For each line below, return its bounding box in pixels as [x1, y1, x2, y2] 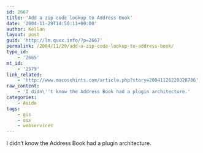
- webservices [17, 123, 53, 129]
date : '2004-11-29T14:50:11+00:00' [6, 20, 98, 26]
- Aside [17, 100, 37, 106]
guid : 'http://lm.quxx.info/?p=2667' [6, 37, 103, 43]
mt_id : [6, 60, 23, 66]
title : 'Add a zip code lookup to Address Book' [6, 15, 133, 21]
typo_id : [6, 49, 29, 55]
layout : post [6, 32, 40, 38]
